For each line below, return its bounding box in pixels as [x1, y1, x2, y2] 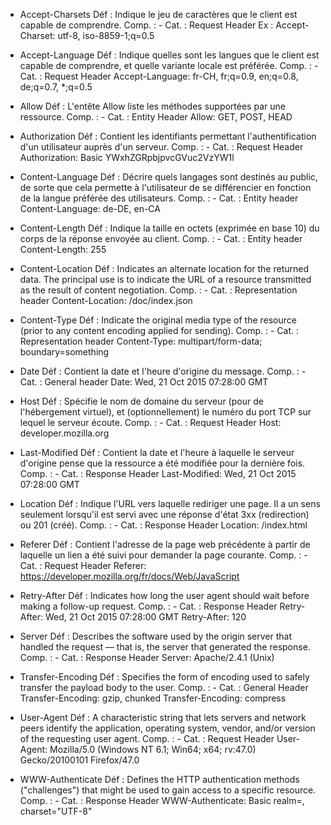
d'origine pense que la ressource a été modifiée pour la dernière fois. [19, 457, 306, 469]
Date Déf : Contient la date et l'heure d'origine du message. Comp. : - [19, 365, 307, 377]
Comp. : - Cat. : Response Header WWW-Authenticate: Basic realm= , [19, 795, 305, 806]
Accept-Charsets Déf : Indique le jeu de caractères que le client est [19, 9, 298, 20]
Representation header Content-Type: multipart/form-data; [19, 335, 263, 347]
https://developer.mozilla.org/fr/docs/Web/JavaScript [19, 570, 240, 582]
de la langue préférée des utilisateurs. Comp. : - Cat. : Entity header [19, 192, 299, 204]
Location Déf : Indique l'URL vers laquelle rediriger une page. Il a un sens [19, 498, 321, 509]
